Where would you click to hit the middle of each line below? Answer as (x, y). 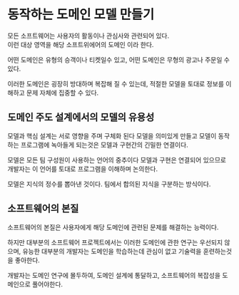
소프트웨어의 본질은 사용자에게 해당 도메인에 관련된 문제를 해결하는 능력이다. (113, 227)
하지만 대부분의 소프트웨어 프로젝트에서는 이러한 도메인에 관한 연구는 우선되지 (115, 242)
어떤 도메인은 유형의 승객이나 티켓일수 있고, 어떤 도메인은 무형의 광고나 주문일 (115, 59)
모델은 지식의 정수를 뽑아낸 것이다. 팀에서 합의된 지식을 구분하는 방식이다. (109, 184)
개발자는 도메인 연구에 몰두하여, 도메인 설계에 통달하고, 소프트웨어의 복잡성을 (114, 275)
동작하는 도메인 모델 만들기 (81, 15)
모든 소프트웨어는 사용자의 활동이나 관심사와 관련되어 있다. (88, 36)
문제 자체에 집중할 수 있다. (62, 93)
